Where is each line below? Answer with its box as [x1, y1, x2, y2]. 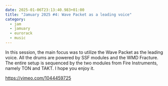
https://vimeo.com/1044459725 [5, 75, 72, 81]
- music [10, 36, 26, 41]
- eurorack [10, 31, 33, 36]
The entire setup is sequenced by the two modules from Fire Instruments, [5, 60, 158, 66]
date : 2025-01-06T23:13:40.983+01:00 [5, 7, 85, 13]
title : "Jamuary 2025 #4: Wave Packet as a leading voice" [5, 12, 132, 17]
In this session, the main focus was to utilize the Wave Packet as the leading [5, 49, 163, 55]
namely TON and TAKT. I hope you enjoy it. [5, 65, 95, 71]
